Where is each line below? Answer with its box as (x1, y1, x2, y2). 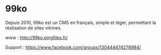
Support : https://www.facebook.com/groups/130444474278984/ (5, 44, 141, 50)
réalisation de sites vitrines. (5, 24, 62, 30)
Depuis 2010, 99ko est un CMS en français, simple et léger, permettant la (5, 19, 156, 25)
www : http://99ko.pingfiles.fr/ (5, 34, 68, 40)
